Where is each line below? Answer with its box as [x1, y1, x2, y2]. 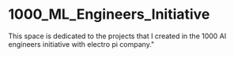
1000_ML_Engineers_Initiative [8, 5, 210, 23]
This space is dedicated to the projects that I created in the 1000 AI [8, 31, 227, 41]
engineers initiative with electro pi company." [8, 39, 155, 48]
